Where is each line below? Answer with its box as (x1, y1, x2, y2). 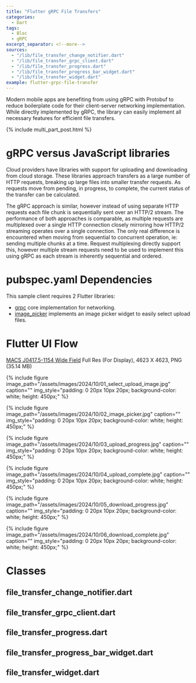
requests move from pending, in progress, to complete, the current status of (6, 185, 190, 192)
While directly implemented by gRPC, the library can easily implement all (6, 108, 182, 115)
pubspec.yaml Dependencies (6, 273, 153, 286)
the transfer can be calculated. (6, 191, 80, 198)
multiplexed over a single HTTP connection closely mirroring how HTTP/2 (6, 221, 184, 228)
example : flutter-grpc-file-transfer (6, 80, 99, 86)
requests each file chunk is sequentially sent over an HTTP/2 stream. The (6, 208, 184, 215)
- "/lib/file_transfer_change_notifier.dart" (11, 52, 125, 58)
